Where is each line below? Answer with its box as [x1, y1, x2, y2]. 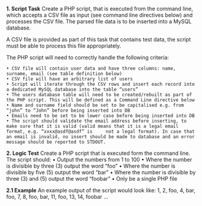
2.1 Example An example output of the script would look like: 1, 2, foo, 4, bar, [6, 187, 196, 194]
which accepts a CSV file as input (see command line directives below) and [6, 11, 193, 19]
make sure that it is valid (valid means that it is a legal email [6, 123, 179, 129]
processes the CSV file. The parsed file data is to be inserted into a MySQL [6, 18, 192, 25]
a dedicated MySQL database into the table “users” [6, 86, 138, 92]
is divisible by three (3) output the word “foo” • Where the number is [6, 162, 176, 169]
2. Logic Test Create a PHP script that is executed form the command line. [6, 150, 191, 157]
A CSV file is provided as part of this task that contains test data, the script [6, 36, 191, 43]
